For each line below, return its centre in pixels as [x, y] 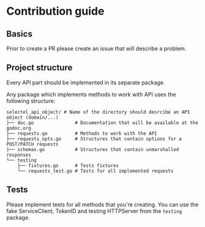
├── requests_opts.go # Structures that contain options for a [94, 139]
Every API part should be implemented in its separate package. [86, 82]
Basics [19, 34]
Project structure [39, 68]
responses [19, 155]
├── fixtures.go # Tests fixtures [68, 166]
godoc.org [19, 128]
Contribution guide [55, 11]
